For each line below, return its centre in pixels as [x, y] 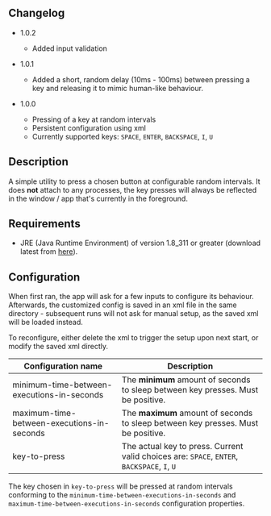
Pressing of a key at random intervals [94, 119]
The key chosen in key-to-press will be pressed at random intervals [121, 486]
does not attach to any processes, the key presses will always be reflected [132, 189]
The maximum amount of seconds [187, 413]
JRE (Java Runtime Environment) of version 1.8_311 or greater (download [140, 243]
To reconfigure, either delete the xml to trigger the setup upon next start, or [133, 338]
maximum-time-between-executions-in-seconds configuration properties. [127, 504]
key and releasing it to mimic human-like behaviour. [118, 88]
